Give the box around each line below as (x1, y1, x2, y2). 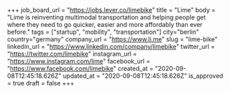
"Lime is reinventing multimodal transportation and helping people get (7, 13, 206, 21)
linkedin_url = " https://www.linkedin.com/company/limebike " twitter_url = (7, 43, 215, 50)
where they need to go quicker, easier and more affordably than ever (7, 21, 203, 28)
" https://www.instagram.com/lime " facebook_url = (7, 57, 151, 65)
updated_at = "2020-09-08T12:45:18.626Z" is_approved (63, 72, 223, 80)
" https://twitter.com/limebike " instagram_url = (7, 50, 137, 58)
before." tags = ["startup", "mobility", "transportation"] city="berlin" (7, 28, 199, 36)
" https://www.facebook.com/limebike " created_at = (7, 65, 154, 72)
